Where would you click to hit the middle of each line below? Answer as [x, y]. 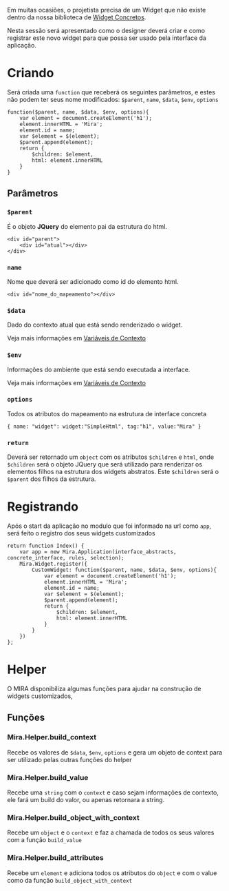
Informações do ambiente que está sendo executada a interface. [99, 369]
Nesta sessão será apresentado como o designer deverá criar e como [106, 31]
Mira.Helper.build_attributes [56, 858]
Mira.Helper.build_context [52, 737]
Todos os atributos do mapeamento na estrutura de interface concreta [107, 413]
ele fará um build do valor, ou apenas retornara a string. [86, 799]
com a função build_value [45, 840]
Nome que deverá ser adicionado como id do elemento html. [93, 281]
